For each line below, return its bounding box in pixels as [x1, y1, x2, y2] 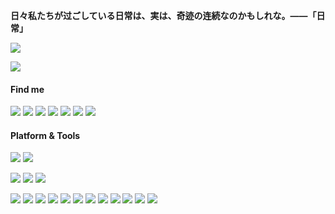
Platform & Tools [10, 129, 81, 141]
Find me [10, 83, 45, 95]
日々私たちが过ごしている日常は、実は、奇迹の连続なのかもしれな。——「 [10, 10, 317, 21]
